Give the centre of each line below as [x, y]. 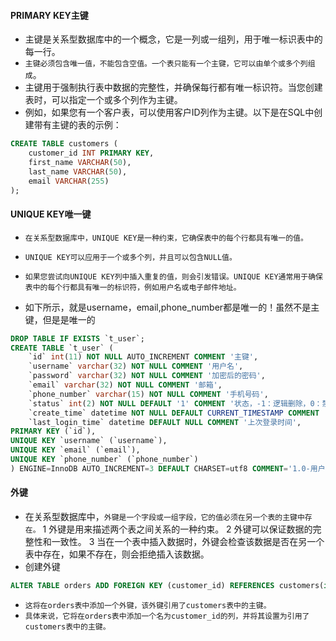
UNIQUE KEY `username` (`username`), [89, 441]
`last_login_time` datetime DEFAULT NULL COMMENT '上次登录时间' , [165, 422]
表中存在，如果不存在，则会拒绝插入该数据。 [117, 554]
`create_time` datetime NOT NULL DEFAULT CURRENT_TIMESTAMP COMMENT [174, 413]
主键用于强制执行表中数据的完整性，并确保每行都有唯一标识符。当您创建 [173, 87]
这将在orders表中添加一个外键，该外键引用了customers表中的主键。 [148, 605]
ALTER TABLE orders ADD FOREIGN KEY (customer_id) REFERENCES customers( [167, 585]
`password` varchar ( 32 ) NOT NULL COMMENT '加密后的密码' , [147, 376]
